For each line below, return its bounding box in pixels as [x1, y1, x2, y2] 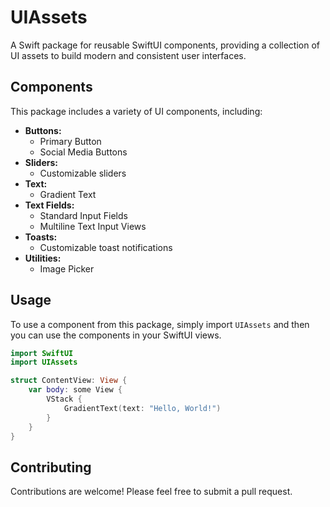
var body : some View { [28, 385, 123, 395]
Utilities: [24, 252, 62, 264]
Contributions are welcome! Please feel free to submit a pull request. [10, 486, 293, 498]
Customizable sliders [39, 167, 127, 179]
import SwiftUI [10, 348, 74, 358]
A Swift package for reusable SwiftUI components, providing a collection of [10, 39, 321, 51]
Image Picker [39, 262, 95, 275]
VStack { [46, 394, 83, 405]
